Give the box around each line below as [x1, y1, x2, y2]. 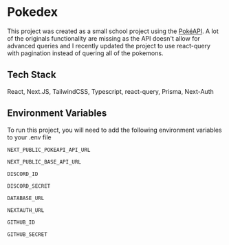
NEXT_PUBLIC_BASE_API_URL [7, 158, 81, 166]
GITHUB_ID [7, 219, 36, 226]
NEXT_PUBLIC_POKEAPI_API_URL [7, 146, 91, 153]
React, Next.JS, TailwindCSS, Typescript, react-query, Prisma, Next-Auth [7, 87, 215, 95]
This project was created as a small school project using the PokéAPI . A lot [7, 27, 219, 35]
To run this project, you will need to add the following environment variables [7, 126, 222, 134]
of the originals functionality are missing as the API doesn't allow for [7, 34, 201, 42]
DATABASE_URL [7, 195, 45, 202]
